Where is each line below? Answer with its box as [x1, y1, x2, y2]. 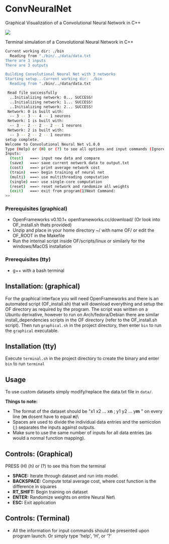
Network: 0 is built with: [7, 109, 64, 114]
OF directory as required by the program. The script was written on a [5, 306, 148, 312]
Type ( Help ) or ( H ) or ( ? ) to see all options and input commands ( [5, 147, 152, 152]
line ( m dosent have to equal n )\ [12, 414, 79, 420]
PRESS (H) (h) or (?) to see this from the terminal [5, 463, 106, 469]
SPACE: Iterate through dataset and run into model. [12, 473, 119, 479]
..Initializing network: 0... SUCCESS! [10, 95, 94, 100]
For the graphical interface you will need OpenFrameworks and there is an [5, 295, 159, 301]
